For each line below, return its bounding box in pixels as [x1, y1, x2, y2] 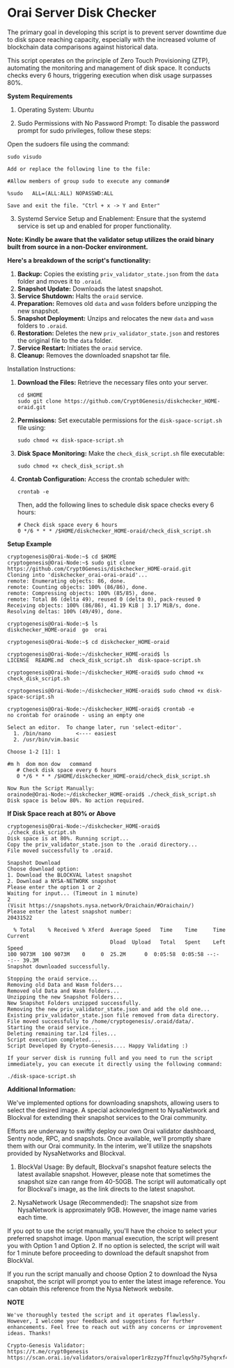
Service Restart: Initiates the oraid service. [17, 344, 143, 352]
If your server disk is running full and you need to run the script [7, 1054, 214, 1061]
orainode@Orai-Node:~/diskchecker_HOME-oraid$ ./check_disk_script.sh [7, 791, 217, 798]
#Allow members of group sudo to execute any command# [7, 178, 170, 185]
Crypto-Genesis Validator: [7, 1342, 86, 1349]
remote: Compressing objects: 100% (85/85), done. [7, 590, 157, 597]
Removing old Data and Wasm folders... [7, 981, 123, 988]
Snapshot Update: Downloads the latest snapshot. [17, 284, 164, 293]
